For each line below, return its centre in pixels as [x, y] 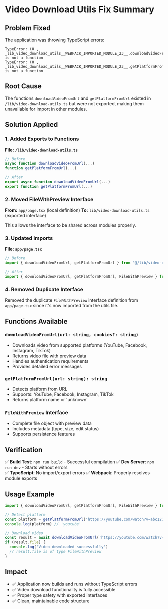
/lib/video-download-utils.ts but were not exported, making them [74, 103]
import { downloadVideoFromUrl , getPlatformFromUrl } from [68, 263]
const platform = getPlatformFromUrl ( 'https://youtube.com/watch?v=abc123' [86, 519]
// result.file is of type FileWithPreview [55, 552]
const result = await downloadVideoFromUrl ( [52, 538]
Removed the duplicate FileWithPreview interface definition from [72, 300]
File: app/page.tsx [24, 249]
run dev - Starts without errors [36, 468]
